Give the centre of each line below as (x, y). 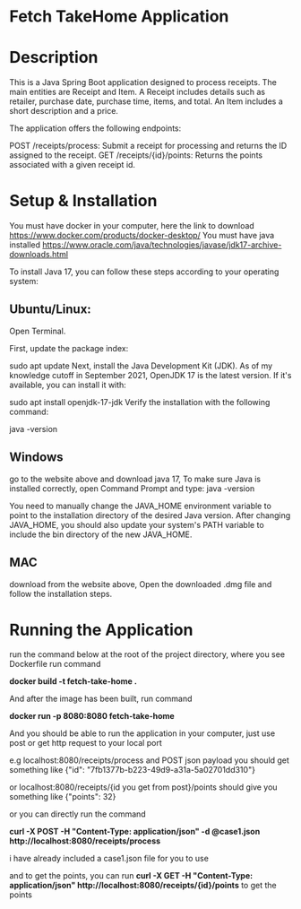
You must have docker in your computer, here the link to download (132, 226)
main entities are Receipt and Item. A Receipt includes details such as (138, 92)
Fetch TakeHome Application (119, 17)
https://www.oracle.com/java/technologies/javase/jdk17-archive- (162, 245)
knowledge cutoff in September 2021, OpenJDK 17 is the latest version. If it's (150, 375)
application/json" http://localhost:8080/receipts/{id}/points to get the (143, 886)
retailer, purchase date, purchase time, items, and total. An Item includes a (146, 101)
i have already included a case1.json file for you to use (109, 859)
